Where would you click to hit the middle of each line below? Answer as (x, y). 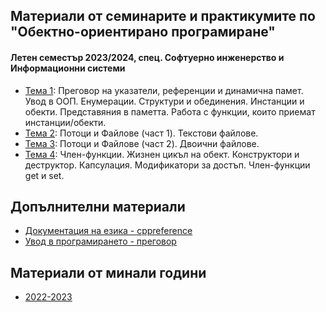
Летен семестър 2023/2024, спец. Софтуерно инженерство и (147, 57)
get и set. (44, 175)
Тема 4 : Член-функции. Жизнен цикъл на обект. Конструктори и (162, 154)
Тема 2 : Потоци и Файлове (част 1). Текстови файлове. (141, 133)
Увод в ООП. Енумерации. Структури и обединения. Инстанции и (164, 101)
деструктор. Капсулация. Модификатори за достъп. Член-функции (167, 165)
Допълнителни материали (98, 206)
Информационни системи (68, 68)
